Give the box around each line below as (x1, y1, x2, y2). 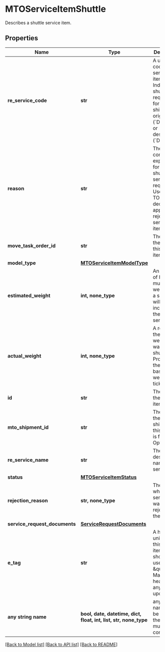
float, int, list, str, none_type (81, 617, 148, 623)
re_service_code (7, 97, 47, 104)
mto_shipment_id (7, 424, 49, 430)
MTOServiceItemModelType (81, 260, 148, 266)
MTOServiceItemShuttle (5, 3, 107, 15)
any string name (7, 613, 47, 620)
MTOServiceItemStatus (81, 474, 137, 481)
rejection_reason (7, 497, 48, 504)
